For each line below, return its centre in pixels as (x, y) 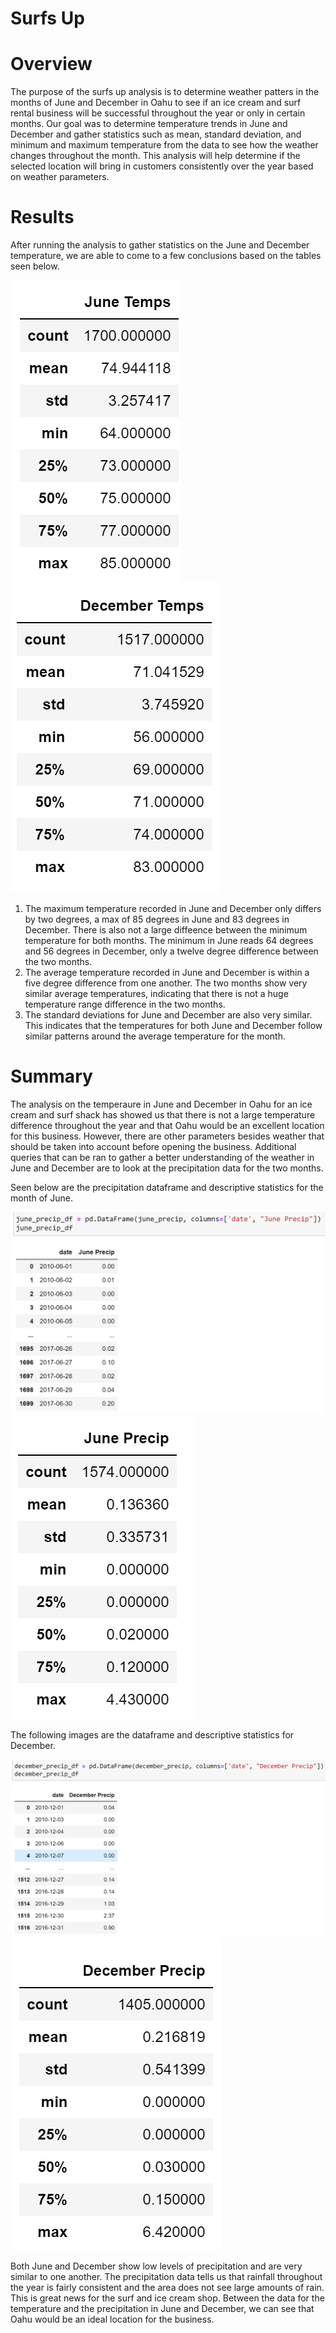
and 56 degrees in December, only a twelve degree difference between (171, 951)
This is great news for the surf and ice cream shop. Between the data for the (167, 2298)
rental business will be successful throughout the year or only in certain (158, 113)
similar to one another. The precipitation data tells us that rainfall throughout (166, 2276)
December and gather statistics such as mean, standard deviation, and (156, 134)
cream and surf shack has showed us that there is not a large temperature (163, 1115)
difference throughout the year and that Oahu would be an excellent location (167, 1125)
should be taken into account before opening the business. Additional (153, 1146)
